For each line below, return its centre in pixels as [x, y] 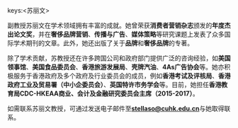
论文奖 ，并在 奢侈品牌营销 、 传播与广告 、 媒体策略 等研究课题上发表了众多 [119, 34]
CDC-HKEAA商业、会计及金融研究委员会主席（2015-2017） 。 [109, 93]
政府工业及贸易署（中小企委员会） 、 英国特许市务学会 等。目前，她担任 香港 [114, 85]
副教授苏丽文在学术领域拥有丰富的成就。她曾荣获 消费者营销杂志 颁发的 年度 [116, 25]
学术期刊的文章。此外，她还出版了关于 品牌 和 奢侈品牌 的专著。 [103, 43]
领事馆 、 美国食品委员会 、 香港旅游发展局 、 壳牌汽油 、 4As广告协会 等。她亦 [116, 67]
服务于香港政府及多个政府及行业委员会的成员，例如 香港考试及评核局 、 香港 [122, 76]
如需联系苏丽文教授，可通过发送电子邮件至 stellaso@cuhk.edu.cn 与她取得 [116, 109]
